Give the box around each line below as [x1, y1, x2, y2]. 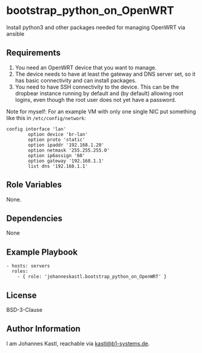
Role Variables [6, 180, 62, 190]
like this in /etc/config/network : [6, 114, 86, 121]
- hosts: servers [6, 263, 50, 269]
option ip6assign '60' [28, 152, 86, 158]
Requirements [6, 48, 61, 58]
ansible [6, 30, 25, 37]
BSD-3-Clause [6, 306, 42, 313]
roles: [12, 268, 29, 275]
